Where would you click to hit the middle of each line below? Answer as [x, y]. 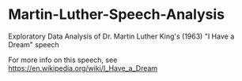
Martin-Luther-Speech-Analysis [117, 15]
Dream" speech [34, 44]
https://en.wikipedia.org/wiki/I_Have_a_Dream [83, 68]
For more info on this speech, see [63, 60]
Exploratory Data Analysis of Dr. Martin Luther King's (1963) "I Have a [121, 36]
